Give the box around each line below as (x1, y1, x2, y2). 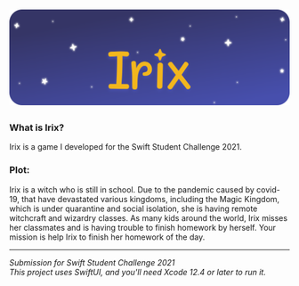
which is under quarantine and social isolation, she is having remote (9, 203, 258, 214)
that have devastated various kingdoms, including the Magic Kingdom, (20, 193, 280, 204)
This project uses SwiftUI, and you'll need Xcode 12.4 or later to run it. (9, 266, 267, 277)
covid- (256, 184, 280, 195)
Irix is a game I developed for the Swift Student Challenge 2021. (9, 142, 243, 152)
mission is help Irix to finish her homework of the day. (9, 232, 206, 242)
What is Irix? (9, 121, 65, 134)
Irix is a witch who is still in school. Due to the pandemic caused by (9, 184, 255, 195)
